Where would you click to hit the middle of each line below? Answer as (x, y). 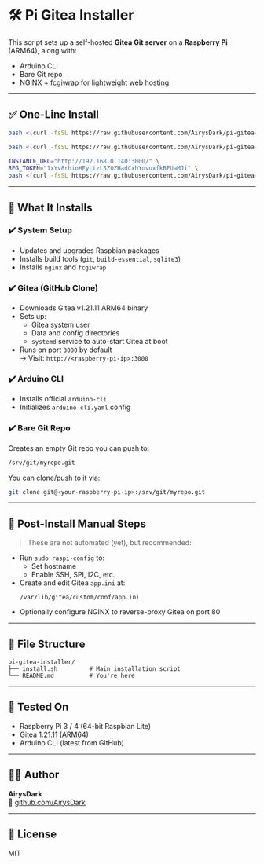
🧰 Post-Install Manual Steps (77, 524)
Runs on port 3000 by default (66, 350)
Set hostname (54, 566)
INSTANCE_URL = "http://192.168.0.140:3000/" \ (84, 161)
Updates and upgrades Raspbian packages (89, 250)
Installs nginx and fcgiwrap (63, 267)
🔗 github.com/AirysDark (47, 802)
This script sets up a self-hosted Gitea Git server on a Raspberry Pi (118, 42)
